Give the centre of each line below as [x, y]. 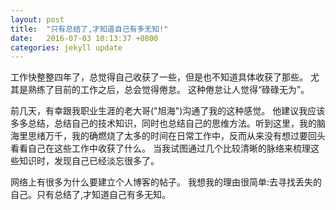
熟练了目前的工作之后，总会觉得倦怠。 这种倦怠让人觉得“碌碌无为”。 [168, 90]
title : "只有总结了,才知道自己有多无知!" [89, 29]
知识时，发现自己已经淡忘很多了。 [89, 161]
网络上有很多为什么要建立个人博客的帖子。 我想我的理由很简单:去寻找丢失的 [166, 182]
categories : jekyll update [66, 47]
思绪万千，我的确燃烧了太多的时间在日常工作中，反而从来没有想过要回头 [176, 136]
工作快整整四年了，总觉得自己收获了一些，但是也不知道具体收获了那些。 [159, 77]
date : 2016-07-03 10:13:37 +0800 [84, 38]
